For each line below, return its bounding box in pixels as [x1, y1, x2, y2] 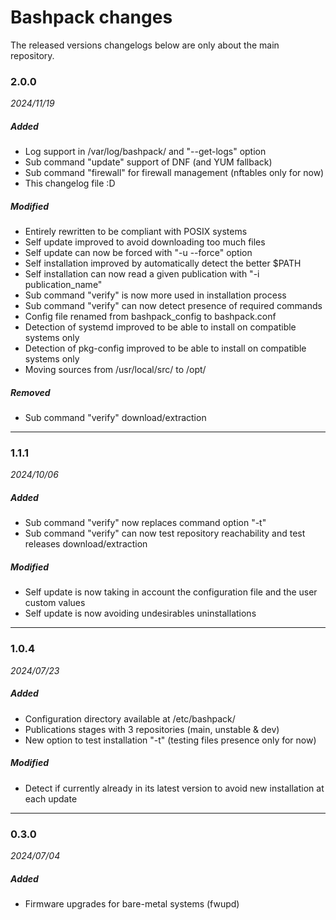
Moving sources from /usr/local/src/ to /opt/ [24, 364, 207, 376]
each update [24, 792, 78, 805]
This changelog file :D [24, 177, 116, 190]
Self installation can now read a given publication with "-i [24, 268, 260, 280]
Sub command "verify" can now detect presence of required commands [24, 300, 323, 312]
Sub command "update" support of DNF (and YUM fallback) [24, 156, 273, 168]
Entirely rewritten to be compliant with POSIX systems [24, 226, 248, 238]
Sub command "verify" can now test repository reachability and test [24, 527, 306, 540]
